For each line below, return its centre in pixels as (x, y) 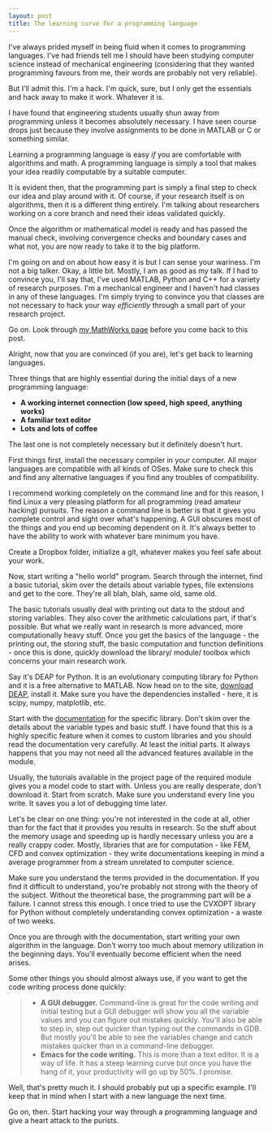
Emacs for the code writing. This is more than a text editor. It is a (150, 1054)
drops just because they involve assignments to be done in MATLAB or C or (135, 130)
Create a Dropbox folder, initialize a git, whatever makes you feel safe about (135, 551)
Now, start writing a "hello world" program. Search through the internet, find (136, 576)
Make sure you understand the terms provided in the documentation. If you (134, 877)
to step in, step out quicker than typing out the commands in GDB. (151, 1028)
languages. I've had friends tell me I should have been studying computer (131, 55)
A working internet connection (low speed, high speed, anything (131, 402)
